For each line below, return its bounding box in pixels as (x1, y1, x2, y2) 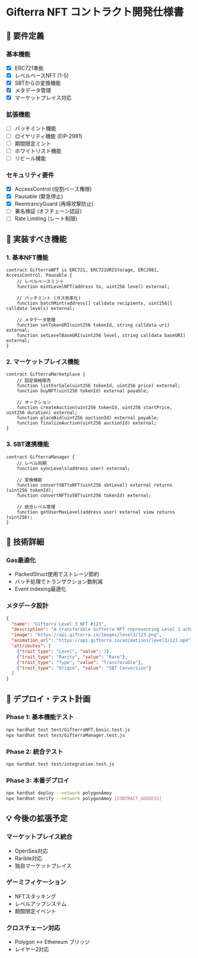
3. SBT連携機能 (6, 440, 49, 448)
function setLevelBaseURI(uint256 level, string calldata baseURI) (16, 332, 186, 339)
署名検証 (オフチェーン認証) (14, 208, 82, 215)
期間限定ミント (14, 140, 51, 147)
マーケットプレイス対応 (14, 94, 72, 101)
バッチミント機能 (14, 125, 57, 132)
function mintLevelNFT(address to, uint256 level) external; (16, 284, 170, 290)
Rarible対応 (14, 855, 42, 862)
